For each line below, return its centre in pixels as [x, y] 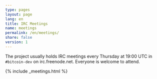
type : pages [17, 10]
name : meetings [21, 28]
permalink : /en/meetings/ [32, 33]
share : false [19, 38]
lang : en [14, 19]
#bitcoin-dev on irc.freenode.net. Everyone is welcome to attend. [72, 61]
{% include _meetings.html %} [36, 71]
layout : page [19, 14]
